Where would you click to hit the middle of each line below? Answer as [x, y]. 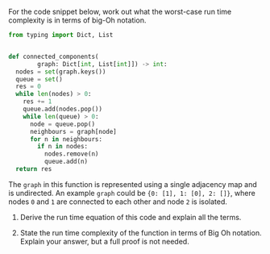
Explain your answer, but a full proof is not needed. [104, 241]
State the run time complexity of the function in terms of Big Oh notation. [141, 232]
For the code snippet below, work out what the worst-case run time [120, 12]
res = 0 [29, 87]
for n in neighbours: [66, 139]
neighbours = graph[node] [73, 131]
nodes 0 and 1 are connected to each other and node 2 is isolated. [118, 202]
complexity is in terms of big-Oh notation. [77, 20]
